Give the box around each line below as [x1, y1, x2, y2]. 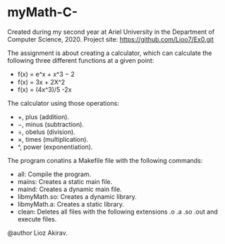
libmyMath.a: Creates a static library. [17, 200, 125, 208]
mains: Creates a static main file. [17, 177, 113, 185]
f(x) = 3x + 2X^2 [17, 78, 66, 86]
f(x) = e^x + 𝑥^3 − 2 [17, 70, 75, 78]
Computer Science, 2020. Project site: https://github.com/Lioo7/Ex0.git [7, 35, 214, 43]
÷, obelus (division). [17, 128, 75, 136]
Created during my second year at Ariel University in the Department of [7, 28, 215, 36]
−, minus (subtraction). [17, 120, 85, 128]
